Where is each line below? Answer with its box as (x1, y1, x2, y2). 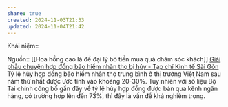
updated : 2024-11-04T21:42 (7, 23, 85, 30)
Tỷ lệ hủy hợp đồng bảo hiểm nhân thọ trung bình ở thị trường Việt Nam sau (7, 70, 222, 78)
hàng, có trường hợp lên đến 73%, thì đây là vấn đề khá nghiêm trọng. (7, 92, 205, 100)
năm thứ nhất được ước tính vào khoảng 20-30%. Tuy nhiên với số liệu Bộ (7, 77, 216, 86)
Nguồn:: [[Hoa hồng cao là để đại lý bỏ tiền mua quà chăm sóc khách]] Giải (7, 55, 221, 64)
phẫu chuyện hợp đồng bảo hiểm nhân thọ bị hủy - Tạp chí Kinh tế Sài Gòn (7, 63, 219, 71)
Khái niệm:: (7, 42, 39, 50)
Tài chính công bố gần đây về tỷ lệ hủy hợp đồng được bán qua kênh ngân (7, 84, 218, 93)
